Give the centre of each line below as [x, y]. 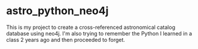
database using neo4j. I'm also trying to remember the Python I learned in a [99, 33]
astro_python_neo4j [57, 11]
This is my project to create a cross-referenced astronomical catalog [91, 27]
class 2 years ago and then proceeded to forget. [66, 40]
